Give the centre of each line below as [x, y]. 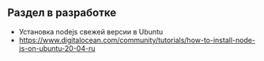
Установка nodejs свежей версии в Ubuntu [91, 31]
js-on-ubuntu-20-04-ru [57, 48]
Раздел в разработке [62, 13]
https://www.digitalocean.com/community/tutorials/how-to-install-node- [137, 40]
